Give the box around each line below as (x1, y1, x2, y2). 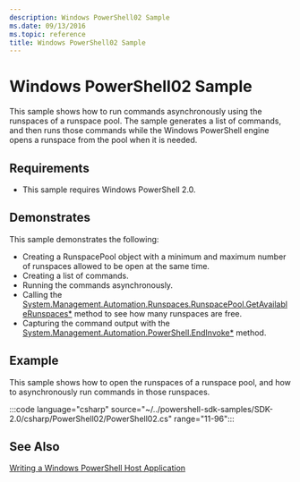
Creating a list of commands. (21, 270, 130, 281)
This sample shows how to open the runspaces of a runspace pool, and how (9, 376, 291, 387)
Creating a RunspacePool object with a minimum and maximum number (21, 251, 287, 262)
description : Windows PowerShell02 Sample (9, 13, 170, 22)
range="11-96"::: (174, 413, 235, 424)
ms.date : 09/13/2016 (9, 21, 87, 30)
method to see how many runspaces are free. (73, 308, 243, 318)
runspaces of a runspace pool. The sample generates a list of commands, (9, 115, 282, 126)
